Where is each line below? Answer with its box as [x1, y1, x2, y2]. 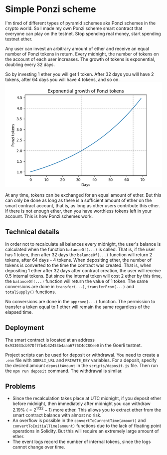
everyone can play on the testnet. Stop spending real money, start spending [5, 30, 161, 36]
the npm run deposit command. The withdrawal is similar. [5, 368, 123, 374]
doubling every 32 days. [5, 61, 55, 67]
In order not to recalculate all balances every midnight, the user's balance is [5, 241, 161, 247]
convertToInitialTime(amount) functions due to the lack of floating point [12, 423, 161, 429]
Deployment [5, 324, 44, 332]
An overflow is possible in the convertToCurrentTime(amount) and [12, 418, 146, 424]
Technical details [5, 228, 60, 236]
